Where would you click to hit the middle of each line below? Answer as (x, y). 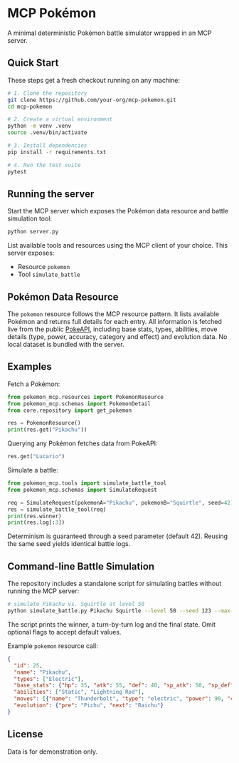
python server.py (33, 232)
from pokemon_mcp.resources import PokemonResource (85, 397)
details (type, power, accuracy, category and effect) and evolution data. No (117, 337)
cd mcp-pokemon (30, 106)
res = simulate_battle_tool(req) (57, 509)
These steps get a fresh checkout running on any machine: (94, 80)
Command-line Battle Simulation (81, 566)
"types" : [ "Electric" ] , (49, 679)
